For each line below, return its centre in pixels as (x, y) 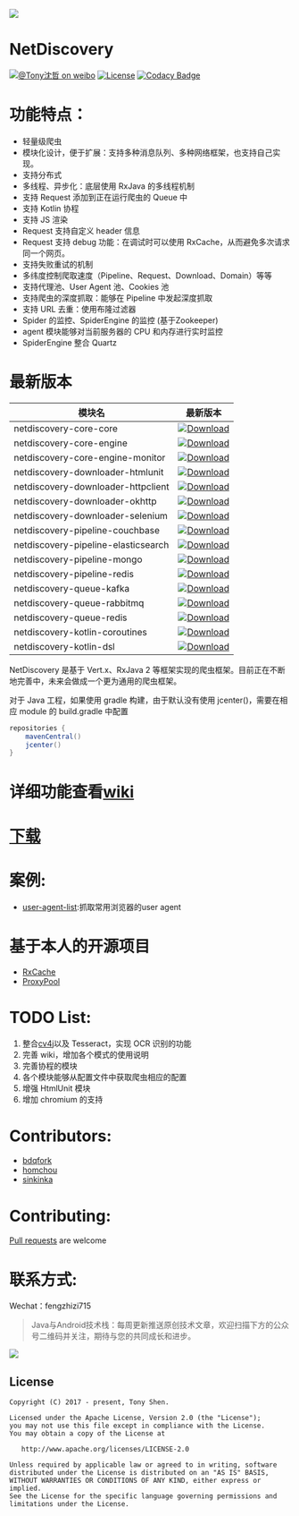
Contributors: (61, 1136)
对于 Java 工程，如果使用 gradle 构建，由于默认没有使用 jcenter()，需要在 (145, 700)
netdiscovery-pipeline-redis (74, 574)
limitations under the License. (69, 1504)
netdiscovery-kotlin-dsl (64, 646)
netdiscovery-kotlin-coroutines (80, 632)
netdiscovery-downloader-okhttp (85, 501)
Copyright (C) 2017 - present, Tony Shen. (89, 1402)
